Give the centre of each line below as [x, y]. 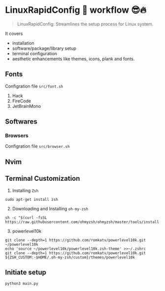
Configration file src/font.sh [34, 86]
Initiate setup [26, 273]
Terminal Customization [42, 178]
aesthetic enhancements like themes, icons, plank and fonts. [73, 59]
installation [23, 43]
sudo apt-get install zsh [31, 199]
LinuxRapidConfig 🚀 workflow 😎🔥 [76, 10]
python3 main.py [22, 284]
